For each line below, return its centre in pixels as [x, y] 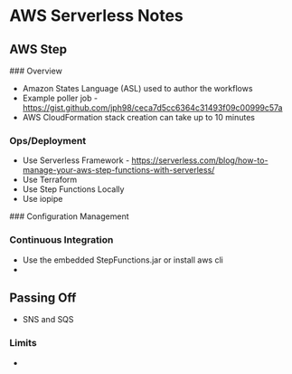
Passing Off [43, 297]
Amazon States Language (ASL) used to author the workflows [137, 88]
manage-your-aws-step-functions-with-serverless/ [118, 170]
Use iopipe [42, 199]
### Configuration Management [69, 216]
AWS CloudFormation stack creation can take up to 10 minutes [139, 117]
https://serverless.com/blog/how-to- [200, 160]
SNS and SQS [48, 320]
